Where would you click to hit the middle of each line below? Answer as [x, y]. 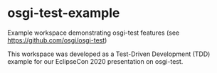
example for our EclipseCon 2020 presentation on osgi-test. [95, 61]
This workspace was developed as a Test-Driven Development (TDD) [109, 54]
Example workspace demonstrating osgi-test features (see [94, 33]
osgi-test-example [64, 13]
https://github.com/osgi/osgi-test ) [57, 40]
